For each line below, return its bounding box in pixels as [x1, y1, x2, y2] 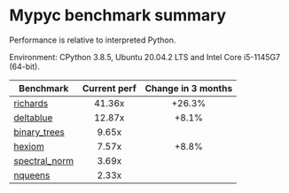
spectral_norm [13, 154, 74, 166]
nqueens [13, 169, 51, 181]
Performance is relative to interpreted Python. [9, 35, 176, 45]
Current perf [82, 81, 137, 94]
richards [13, 96, 49, 109]
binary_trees [13, 126, 65, 138]
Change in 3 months [144, 81, 233, 94]
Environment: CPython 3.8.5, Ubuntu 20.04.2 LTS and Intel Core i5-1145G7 [9, 51, 281, 62]
